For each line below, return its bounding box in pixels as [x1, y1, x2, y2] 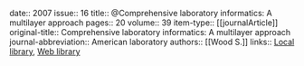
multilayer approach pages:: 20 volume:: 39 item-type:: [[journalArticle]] [9, 17, 279, 28]
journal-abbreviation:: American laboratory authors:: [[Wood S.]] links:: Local [9, 36, 295, 47]
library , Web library [9, 46, 81, 57]
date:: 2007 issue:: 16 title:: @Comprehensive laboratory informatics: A [9, 8, 273, 18]
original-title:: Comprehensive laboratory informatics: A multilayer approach [9, 27, 291, 37]
